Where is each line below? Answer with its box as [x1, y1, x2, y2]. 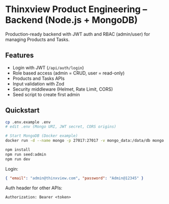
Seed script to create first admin [12, 91, 80, 97]
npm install [5, 147, 30, 152]
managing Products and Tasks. [5, 36, 70, 43]
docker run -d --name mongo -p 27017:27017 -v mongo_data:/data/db [5, 138, 151, 143]
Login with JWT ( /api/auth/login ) [12, 64, 85, 70]
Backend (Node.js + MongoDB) [5, 14, 138, 26]
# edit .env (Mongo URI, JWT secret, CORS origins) [5, 124, 116, 130]
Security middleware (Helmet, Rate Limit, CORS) [12, 86, 113, 92]
